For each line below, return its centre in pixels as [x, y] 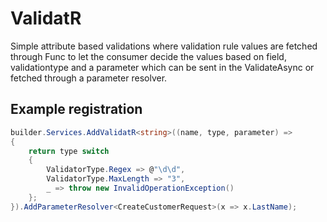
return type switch [69, 151]
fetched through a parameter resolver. [89, 78]
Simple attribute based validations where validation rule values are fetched [164, 46]
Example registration [76, 109]
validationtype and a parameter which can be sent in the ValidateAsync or [162, 67]
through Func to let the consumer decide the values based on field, [148, 56]
